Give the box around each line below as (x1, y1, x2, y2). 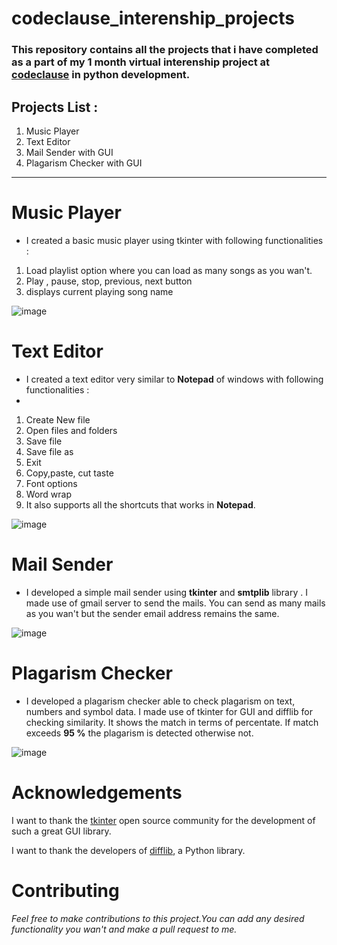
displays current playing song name (25, 285, 174, 297)
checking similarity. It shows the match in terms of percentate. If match (25, 716, 319, 728)
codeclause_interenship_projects (11, 7, 296, 30)
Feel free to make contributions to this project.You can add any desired (11, 912, 305, 924)
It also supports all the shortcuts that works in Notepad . (25, 498, 256, 511)
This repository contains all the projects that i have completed (11, 43, 319, 57)
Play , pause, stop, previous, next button (25, 275, 193, 287)
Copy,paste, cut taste (25, 467, 114, 479)
